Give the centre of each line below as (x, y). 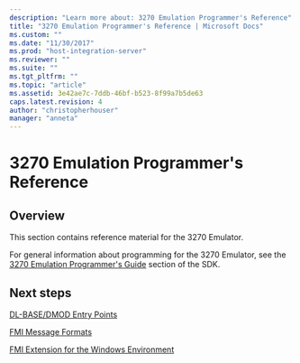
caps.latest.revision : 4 (56, 102)
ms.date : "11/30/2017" (52, 43)
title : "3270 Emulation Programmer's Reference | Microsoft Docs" (136, 26)
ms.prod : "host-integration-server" (78, 51)
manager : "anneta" (44, 118)
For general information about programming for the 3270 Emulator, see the (148, 255)
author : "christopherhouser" (64, 110)
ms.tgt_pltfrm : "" (44, 77)
